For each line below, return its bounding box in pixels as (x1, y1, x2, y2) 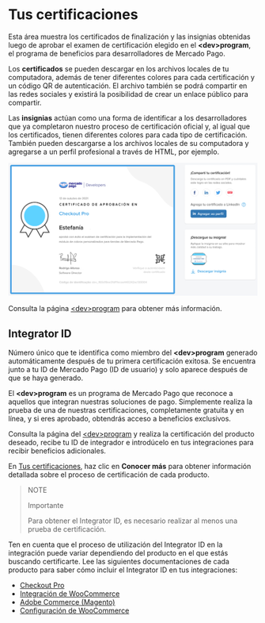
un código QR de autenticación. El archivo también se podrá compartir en (8, 81, 248, 90)
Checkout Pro (19, 580, 65, 590)
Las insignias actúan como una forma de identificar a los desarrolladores (8, 113, 248, 122)
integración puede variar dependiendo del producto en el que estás (8, 548, 229, 557)
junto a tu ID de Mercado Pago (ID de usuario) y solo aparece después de (8, 364, 248, 374)
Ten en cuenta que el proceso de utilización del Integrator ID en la (8, 540, 223, 549)
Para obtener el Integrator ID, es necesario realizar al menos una (27, 516, 238, 525)
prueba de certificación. (27, 524, 107, 533)
